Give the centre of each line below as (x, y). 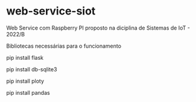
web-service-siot (51, 11)
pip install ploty (25, 81)
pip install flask (25, 57)
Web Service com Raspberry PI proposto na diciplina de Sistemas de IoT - (98, 28)
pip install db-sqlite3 (32, 69)
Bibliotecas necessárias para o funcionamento (64, 46)
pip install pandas (28, 92)
